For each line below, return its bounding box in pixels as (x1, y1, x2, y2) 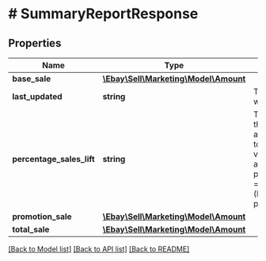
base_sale (12, 73, 51, 84)
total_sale (12, 224, 50, 235)
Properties (8, 36, 62, 50)
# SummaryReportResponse (8, 5, 199, 23)
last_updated (12, 91, 63, 102)
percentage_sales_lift (12, 154, 95, 164)
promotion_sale (12, 211, 73, 222)
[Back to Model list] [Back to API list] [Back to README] (8, 244, 190, 254)
